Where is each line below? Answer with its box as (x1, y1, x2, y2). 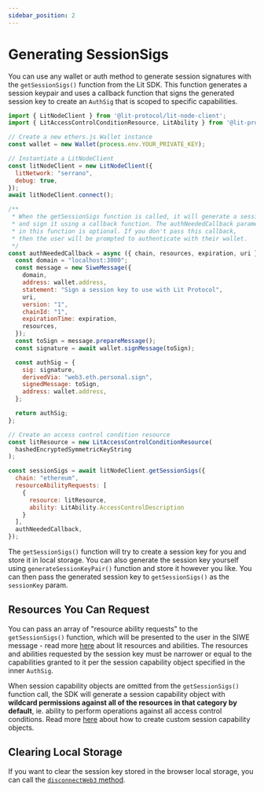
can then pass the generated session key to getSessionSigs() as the (8, 572, 229, 582)
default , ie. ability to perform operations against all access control (8, 705, 222, 716)
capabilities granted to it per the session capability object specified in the (8, 658, 246, 667)
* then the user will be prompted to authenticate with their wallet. (11, 234, 247, 242)
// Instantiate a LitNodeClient (8, 155, 114, 163)
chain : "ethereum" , (15, 474, 79, 482)
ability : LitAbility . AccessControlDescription (28, 503, 185, 511)
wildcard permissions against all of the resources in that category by (8, 698, 237, 707)
